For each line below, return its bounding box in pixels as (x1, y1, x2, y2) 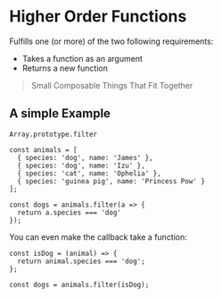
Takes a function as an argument (21, 53, 143, 64)
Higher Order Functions (9, 6, 187, 27)
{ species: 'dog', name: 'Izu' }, (17, 161, 145, 170)
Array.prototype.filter (9, 130, 98, 139)
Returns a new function (21, 63, 109, 73)
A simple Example (9, 106, 111, 122)
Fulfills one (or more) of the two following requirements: (9, 36, 214, 47)
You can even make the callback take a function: (9, 231, 187, 243)
